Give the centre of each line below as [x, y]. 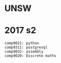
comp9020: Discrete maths [30, 56]
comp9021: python [22, 43]
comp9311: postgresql [26, 48]
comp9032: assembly [24, 52]
